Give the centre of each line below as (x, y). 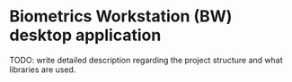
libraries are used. (43, 70)
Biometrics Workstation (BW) (121, 16)
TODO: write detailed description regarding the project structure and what (146, 60)
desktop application (85, 35)
